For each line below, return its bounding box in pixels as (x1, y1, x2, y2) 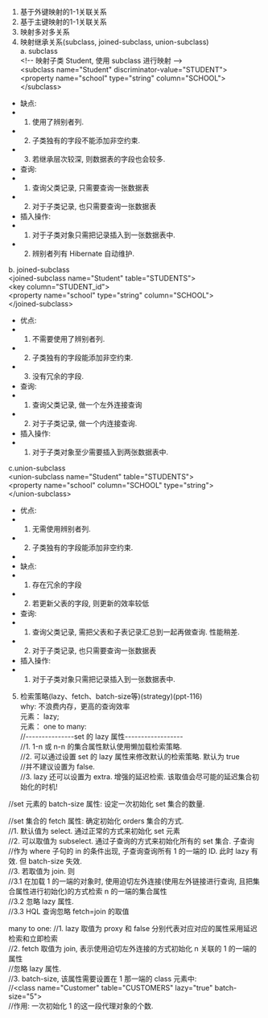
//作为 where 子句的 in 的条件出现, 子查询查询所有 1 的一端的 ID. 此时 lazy (8, 847, 249, 856)
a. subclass (19, 47, 58, 55)
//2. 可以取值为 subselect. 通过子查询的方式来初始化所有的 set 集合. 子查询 (8, 836, 255, 846)
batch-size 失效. (27, 856, 83, 866)
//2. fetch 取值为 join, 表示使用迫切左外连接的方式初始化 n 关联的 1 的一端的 (8, 944, 258, 953)
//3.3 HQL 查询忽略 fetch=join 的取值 (8, 907, 130, 916)
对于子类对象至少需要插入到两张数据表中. (31, 447, 169, 457)
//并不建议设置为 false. (19, 762, 95, 771)
